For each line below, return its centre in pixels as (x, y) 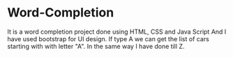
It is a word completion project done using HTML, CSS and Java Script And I (117, 32)
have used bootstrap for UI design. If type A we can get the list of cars (108, 38)
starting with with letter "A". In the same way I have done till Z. (96, 46)
